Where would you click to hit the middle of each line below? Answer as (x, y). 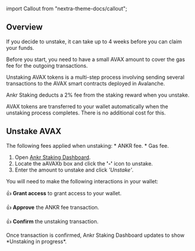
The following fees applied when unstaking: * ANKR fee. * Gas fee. (87, 145)
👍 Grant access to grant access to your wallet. (64, 193)
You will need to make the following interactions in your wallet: (82, 181)
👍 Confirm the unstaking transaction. (52, 221)
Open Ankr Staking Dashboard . (52, 157)
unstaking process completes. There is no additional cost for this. (86, 113)
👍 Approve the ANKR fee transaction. (53, 207)
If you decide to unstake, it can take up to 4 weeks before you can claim (94, 42)
